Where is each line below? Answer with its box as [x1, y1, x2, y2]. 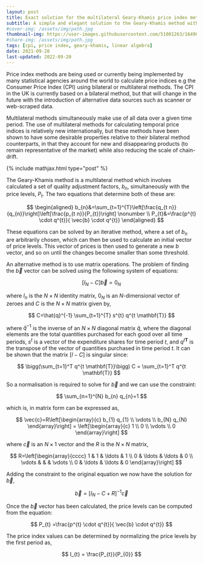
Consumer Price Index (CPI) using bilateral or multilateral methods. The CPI [6, 83, 194, 91]
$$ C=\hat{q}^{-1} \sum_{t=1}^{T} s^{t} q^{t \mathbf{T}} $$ [28, 311, 175, 319]
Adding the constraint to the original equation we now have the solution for [6, 470, 192, 478]
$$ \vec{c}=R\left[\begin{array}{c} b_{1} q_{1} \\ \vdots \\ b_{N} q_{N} [16, 415, 187, 423]
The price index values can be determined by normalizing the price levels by [6, 533, 197, 540]
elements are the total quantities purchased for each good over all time [6, 331, 183, 338]
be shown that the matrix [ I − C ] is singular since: [6, 351, 129, 358]
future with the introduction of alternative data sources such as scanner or [6, 96, 192, 103]
